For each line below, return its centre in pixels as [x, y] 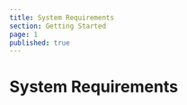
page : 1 [24, 34]
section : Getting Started [58, 26]
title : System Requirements [62, 17]
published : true [40, 43]
